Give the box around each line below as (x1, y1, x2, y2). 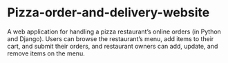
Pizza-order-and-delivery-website (7, 5, 210, 21)
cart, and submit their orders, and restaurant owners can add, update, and (7, 42, 218, 50)
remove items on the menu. (7, 49, 85, 58)
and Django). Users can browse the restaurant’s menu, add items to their (7, 34, 214, 42)
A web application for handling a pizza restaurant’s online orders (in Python (7, 27, 221, 36)
